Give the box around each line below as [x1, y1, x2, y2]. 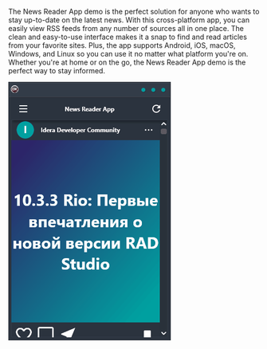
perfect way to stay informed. [8, 66, 106, 75]
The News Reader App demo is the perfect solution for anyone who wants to [8, 7, 260, 16]
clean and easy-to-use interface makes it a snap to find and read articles [8, 32, 247, 41]
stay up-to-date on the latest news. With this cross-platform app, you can [8, 15, 249, 25]
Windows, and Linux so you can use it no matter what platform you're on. [8, 49, 249, 58]
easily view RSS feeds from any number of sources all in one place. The [8, 24, 245, 33]
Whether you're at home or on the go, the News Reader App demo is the [8, 57, 246, 67]
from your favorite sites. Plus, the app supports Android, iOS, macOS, [8, 41, 237, 50]
